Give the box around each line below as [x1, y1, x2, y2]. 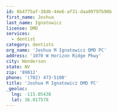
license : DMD [6, 25, 38, 31]
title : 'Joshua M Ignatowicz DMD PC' [6, 81, 99, 87]
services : [6, 31, 31, 37]
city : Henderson [6, 58, 46, 64]
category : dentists [6, 42, 54, 48]
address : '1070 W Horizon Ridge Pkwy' [6, 53, 101, 59]
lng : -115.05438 [11, 91, 51, 97]
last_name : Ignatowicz [6, 20, 62, 25]
